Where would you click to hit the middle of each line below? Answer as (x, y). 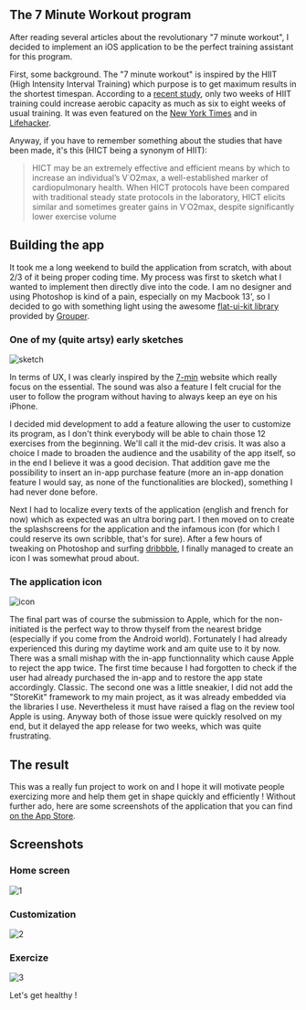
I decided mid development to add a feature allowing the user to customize (150, 423)
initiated (25, 629)
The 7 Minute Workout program (100, 15)
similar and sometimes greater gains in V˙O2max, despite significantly (163, 207)
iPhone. (24, 406)
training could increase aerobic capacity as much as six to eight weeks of (148, 103)
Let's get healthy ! (43, 995)
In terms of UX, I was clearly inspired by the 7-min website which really (143, 377)
